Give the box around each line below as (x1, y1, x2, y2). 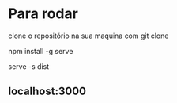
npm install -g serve (8, 46, 73, 55)
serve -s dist (8, 61, 50, 71)
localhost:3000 (8, 85, 87, 98)
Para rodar (8, 5, 79, 23)
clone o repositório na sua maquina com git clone (8, 31, 169, 40)
